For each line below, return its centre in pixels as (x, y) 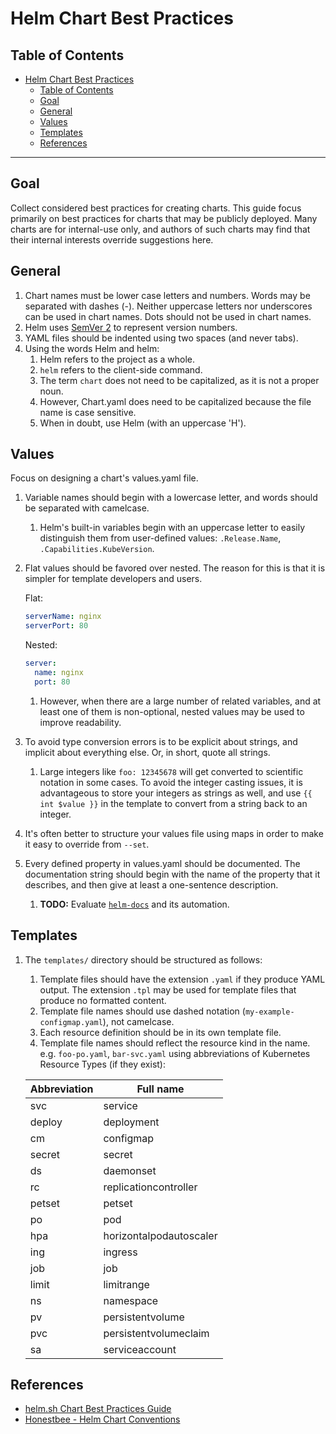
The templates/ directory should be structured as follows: (143, 959)
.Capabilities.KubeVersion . (97, 549)
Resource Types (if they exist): (103, 1064)
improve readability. (80, 722)
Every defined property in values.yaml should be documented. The (162, 863)
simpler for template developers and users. (113, 579)
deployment (131, 1122)
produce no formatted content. (103, 1000)
